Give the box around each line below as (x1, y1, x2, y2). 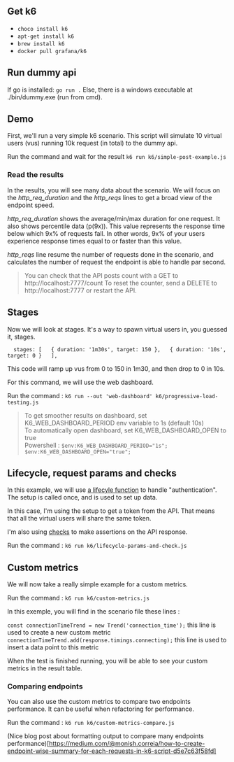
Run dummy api (7, 66, 77, 79)
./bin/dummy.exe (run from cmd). (7, 92, 103, 101)
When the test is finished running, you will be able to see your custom (7, 657, 208, 665)
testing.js (7, 399, 39, 406)
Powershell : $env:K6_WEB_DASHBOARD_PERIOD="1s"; (24, 441, 168, 449)
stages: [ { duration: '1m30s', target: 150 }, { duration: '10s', (13, 346, 227, 353)
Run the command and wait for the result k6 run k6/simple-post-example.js (7, 153, 227, 161)
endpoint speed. (7, 201, 54, 209)
